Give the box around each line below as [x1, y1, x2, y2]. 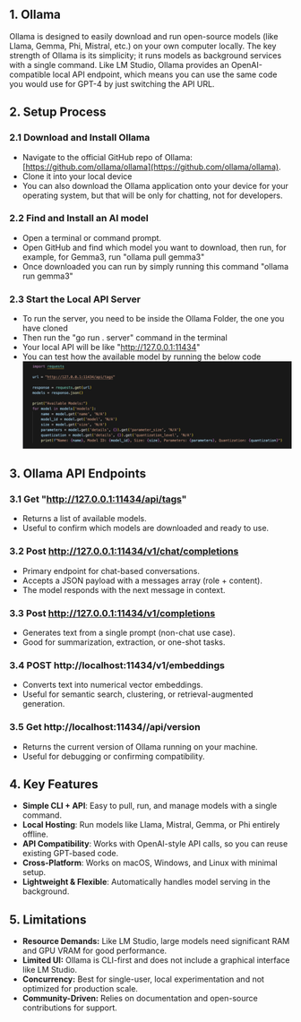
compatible [9, 69, 51, 80]
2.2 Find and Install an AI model [9, 212, 150, 225]
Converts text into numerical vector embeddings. [21, 680, 203, 691]
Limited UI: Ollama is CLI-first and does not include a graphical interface [21, 955, 290, 966]
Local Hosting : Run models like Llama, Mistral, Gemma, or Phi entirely [21, 820, 280, 830]
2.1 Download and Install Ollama [9, 132, 150, 144]
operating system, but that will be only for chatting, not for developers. [21, 190, 283, 201]
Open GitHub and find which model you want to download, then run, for [21, 242, 287, 253]
